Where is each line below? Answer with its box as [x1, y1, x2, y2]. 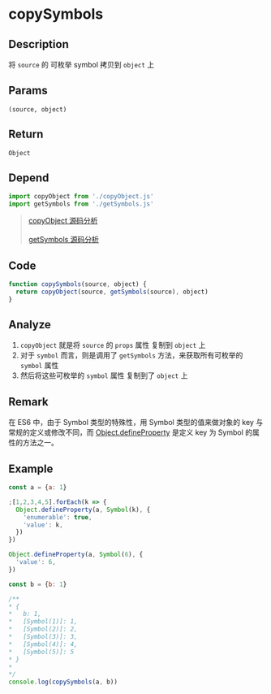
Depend [8, 171, 49, 185]
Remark [8, 395, 49, 409]
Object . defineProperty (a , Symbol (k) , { [15, 505, 151, 514]
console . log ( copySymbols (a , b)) [8, 678, 118, 687]
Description [8, 37, 69, 51]
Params [8, 84, 48, 98]
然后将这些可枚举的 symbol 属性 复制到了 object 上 [19, 371, 188, 380]
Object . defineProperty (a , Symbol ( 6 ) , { [8, 550, 144, 559]
